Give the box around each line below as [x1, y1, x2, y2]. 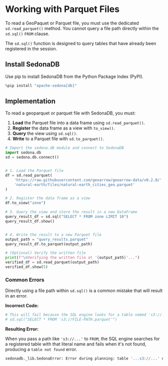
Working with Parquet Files [5, 3, 120, 15]
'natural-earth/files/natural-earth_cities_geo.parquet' [14, 182, 135, 187]
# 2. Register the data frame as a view [5, 196, 91, 201]
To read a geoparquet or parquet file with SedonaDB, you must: [5, 110, 136, 116]
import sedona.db [5, 150, 41, 155]
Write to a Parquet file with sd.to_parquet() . [12, 136, 104, 142]
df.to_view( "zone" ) [5, 200, 46, 205]
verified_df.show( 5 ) [5, 264, 48, 269]
